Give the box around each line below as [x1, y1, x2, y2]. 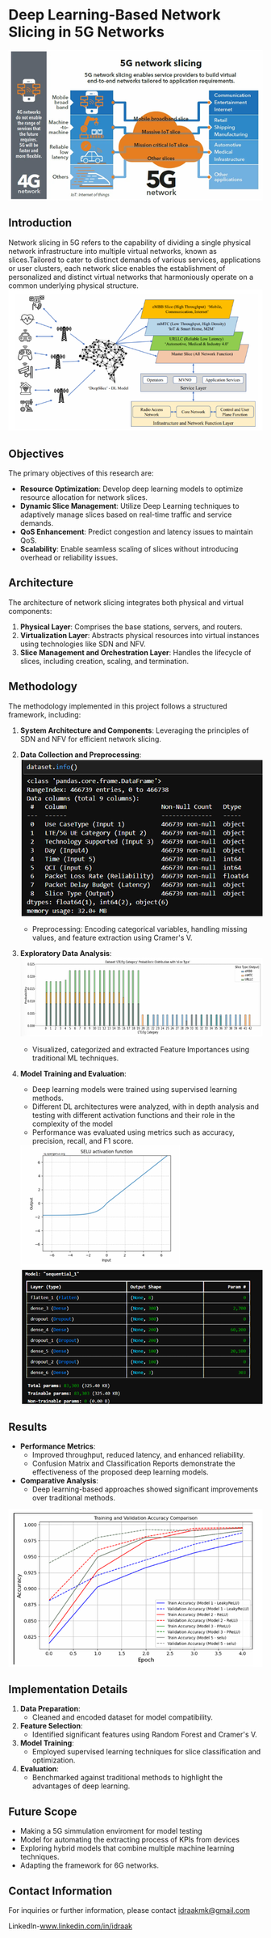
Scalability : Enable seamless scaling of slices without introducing [19, 544, 239, 553]
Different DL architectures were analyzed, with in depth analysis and [31, 1102, 260, 1111]
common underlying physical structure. [8, 281, 140, 290]
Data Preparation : [19, 1704, 81, 1714]
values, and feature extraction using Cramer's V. [31, 933, 193, 943]
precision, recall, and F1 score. [31, 1136, 134, 1146]
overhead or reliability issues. [19, 552, 119, 562]
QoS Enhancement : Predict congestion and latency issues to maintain [19, 527, 254, 536]
